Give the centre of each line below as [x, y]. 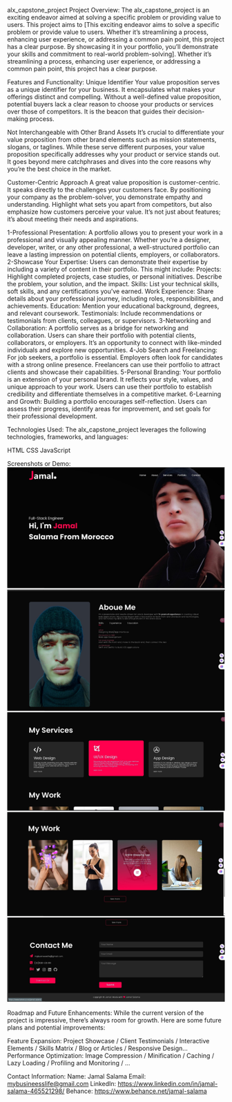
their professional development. [52, 416]
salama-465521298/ [36, 1091]
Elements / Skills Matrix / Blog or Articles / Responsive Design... [98, 1048]
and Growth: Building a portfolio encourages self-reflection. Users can [107, 401]
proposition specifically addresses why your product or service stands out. [114, 154]
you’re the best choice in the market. [59, 169]
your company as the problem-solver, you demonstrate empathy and [105, 197]
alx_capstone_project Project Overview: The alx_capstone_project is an [108, 10]
